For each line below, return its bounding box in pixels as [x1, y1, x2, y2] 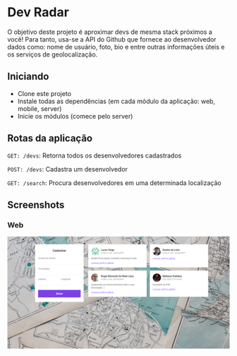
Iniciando [7, 71, 49, 83]
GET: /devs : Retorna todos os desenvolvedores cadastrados [7, 151, 182, 160]
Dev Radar [7, 4, 69, 20]
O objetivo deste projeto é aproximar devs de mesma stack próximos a [7, 28, 213, 36]
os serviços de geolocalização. [7, 50, 98, 59]
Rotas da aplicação [7, 132, 93, 145]
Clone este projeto [17, 89, 72, 97]
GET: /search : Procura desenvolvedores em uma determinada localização [7, 178, 221, 187]
